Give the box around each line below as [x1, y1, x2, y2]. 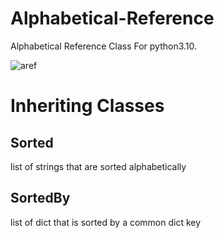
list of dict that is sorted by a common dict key [10, 216, 202, 228]
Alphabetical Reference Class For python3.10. [10, 40, 198, 52]
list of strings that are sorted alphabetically [10, 160, 187, 172]
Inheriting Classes [10, 95, 165, 117]
